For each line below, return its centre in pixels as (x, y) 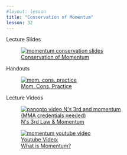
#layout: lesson (26, 12)
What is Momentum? (46, 146)
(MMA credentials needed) (53, 115)
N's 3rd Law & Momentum (53, 122)
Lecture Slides (24, 40)
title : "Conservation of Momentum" (50, 17)
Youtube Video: (40, 140)
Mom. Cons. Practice (46, 86)
